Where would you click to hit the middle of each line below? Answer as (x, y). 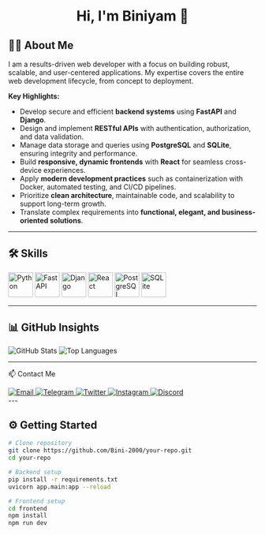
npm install (28, 516)
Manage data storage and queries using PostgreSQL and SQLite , (125, 145)
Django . (33, 120)
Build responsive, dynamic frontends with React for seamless (121, 162)
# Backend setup (35, 473)
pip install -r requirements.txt (63, 479)
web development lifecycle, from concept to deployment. (101, 81)
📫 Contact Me (32, 373)
